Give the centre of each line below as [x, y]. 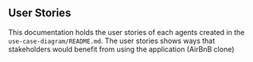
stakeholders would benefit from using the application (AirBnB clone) [121, 49]
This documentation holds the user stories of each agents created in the [127, 32]
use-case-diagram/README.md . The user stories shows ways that [112, 41]
